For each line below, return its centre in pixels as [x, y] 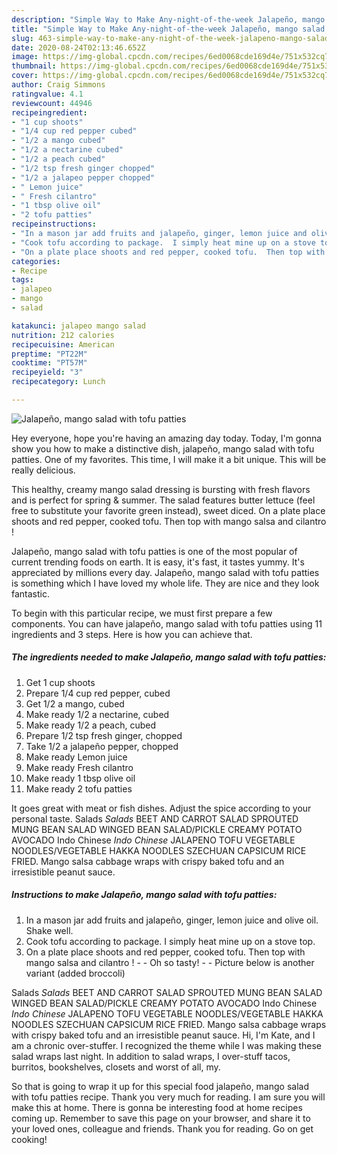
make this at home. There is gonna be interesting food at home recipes [157, 1107]
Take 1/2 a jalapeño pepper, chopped [102, 746]
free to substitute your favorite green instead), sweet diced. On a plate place [168, 510]
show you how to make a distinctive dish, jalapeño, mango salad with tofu [163, 448]
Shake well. [49, 930]
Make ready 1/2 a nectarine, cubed [97, 714]
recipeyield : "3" [47, 372]
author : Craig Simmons [58, 85]
